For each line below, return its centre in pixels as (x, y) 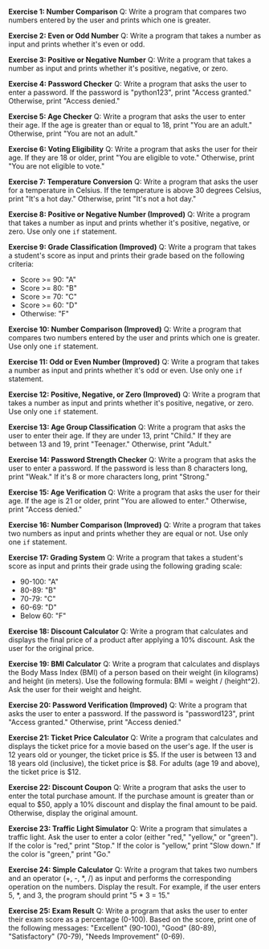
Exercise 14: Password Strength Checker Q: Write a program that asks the (132, 460)
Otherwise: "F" (45, 314)
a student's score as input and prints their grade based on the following (126, 255)
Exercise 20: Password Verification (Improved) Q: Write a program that (128, 705)
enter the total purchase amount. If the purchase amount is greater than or (131, 796)
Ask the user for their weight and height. (75, 689)
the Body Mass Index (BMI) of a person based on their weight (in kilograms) (134, 672)
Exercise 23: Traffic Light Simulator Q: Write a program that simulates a (128, 829)
